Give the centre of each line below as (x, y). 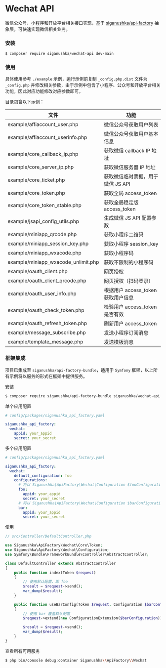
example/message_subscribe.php (47, 333)
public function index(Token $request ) (55, 573)
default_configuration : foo (43, 476)
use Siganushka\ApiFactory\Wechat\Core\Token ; (54, 545)
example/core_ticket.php (36, 180)
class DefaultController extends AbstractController (61, 563)
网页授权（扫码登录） (128, 281)
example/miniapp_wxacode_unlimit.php (53, 262)
